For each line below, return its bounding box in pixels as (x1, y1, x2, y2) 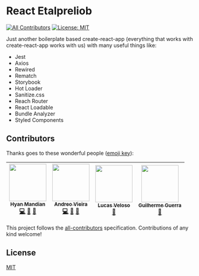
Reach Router (14, 97, 49, 105)
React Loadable (14, 103, 53, 111)
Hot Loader (14, 84, 43, 92)
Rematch (14, 72, 37, 79)
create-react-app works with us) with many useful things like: (6, 42, 157, 49)
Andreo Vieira (54, 200, 88, 208)
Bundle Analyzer (14, 110, 55, 117)
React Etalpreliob (6, 4, 92, 18)
